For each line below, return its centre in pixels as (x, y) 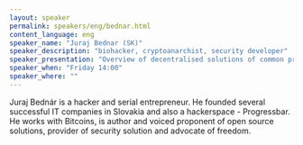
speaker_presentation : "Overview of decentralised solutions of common (147, 59)
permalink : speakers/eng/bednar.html (80, 26)
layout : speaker (40, 18)
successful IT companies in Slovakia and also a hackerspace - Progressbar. (150, 111)
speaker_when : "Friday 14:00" (66, 68)
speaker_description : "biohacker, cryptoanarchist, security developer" (149, 51)
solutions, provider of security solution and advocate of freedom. (130, 131)
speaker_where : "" (44, 77)
